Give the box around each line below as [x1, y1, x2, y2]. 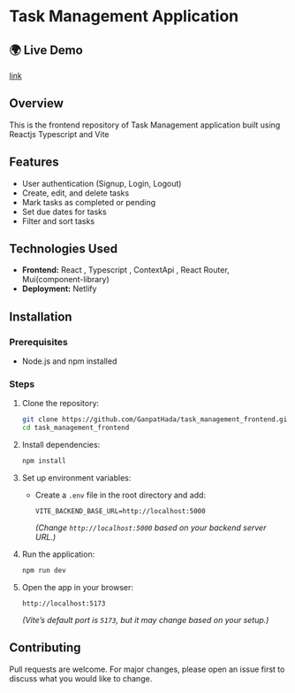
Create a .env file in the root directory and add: [34, 489, 206, 501]
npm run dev [21, 566, 66, 575]
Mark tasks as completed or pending [21, 196, 156, 207]
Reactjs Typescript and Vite [9, 128, 110, 139]
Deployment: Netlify [21, 283, 97, 294]
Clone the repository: [21, 398, 100, 409]
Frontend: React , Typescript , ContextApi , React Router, [21, 265, 230, 275]
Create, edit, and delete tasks [21, 188, 130, 198]
